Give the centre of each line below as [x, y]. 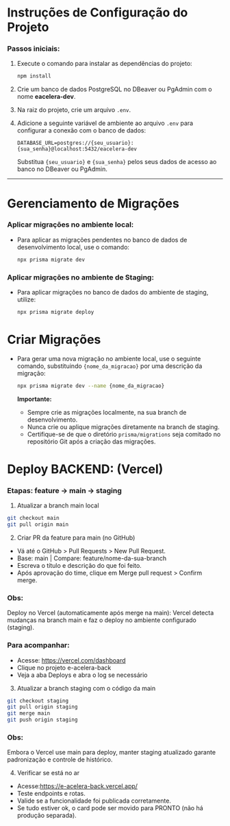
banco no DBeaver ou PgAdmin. [62, 169]
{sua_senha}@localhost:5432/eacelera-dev [77, 149]
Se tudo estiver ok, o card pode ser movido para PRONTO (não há [110, 808]
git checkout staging [38, 701]
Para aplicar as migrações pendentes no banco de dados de [102, 240]
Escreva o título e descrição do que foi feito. [79, 565]
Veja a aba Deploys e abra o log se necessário [82, 675]
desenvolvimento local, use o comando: [73, 247]
